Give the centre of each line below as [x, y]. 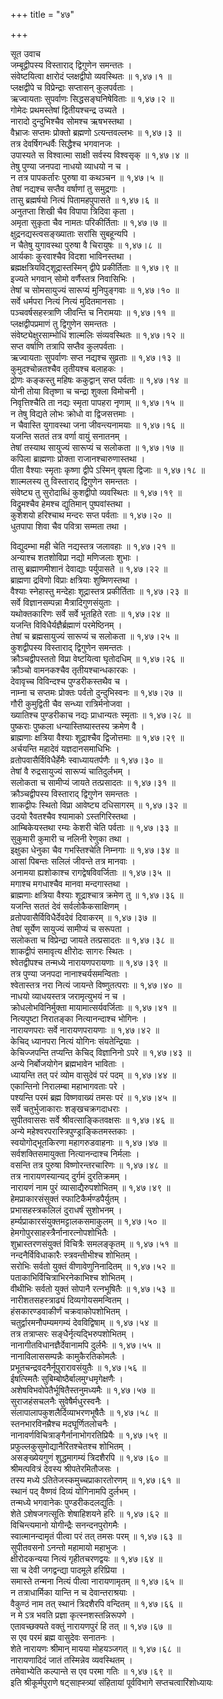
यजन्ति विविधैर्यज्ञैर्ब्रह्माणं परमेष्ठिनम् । [66, 625]
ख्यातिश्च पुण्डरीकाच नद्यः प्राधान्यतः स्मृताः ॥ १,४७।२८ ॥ [101, 715]
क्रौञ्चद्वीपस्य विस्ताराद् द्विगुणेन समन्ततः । [74, 793]
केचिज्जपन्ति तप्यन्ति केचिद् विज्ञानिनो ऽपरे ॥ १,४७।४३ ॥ [101, 1052]
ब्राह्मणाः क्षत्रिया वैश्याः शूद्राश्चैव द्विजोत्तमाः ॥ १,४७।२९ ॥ [97, 737]
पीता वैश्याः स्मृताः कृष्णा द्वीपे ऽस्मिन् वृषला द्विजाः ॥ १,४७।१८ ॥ [108, 470]
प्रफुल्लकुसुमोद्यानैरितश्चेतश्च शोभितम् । [71, 1446]
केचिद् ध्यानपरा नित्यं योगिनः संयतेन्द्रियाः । [75, 1041]
